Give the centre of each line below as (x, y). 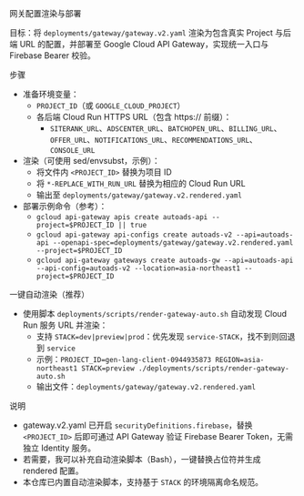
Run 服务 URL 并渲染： (65, 325)
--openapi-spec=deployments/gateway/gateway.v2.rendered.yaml (173, 243)
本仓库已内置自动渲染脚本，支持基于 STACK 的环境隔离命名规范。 (143, 482)
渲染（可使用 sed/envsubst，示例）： (91, 161)
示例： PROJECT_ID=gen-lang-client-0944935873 (124, 359)
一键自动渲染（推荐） (49, 294)
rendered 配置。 (53, 471)
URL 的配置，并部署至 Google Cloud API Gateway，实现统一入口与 (144, 44)
